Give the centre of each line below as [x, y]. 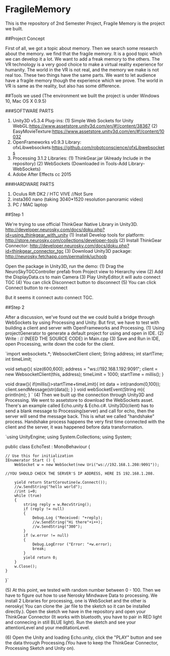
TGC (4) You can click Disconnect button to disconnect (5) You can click [81, 282]
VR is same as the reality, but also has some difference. [63, 86]
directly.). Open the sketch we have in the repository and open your [75, 611]
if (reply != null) [44, 509]
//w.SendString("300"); [57, 527]
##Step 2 [15, 307]
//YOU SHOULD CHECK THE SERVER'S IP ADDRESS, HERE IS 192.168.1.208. [80, 474]
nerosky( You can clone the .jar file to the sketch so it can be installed [78, 606]
